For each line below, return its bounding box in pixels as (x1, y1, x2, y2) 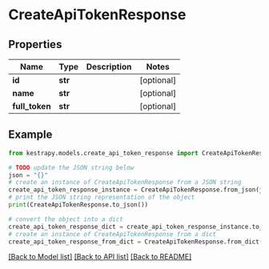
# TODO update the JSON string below (8, 163, 134, 171)
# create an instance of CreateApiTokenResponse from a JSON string (8, 179, 242, 187)
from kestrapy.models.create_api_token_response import (8, 149, 199, 157)
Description (86, 62, 132, 72)
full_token (12, 101, 51, 111)
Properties (8, 38, 62, 51)
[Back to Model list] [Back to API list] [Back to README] (8, 252, 192, 262)
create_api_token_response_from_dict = (8, 238, 142, 246)
